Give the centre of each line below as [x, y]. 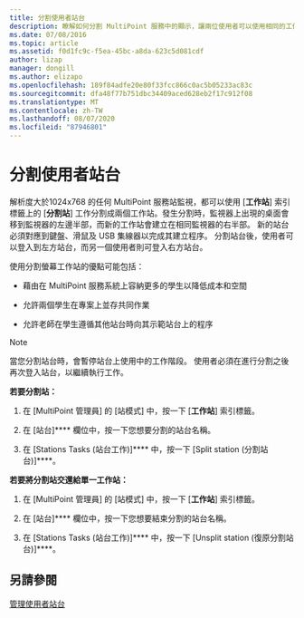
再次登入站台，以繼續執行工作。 [69, 372]
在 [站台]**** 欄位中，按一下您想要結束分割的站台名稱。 [127, 518]
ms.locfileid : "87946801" [58, 128]
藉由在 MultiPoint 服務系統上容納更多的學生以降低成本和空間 [134, 285]
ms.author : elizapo [46, 77]
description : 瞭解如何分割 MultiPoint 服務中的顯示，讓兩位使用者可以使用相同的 [148, 26]
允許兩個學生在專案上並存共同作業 [86, 304]
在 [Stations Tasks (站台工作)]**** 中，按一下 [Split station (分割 [141, 449]
